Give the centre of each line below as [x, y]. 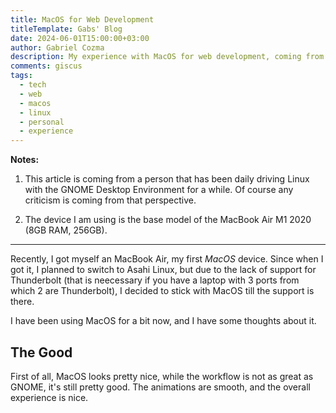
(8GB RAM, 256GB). [66, 230]
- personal [42, 122]
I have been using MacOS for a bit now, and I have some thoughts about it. [163, 321]
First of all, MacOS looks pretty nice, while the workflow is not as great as [162, 376]
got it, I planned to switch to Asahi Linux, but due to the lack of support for [163, 270]
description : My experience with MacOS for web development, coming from [167, 57]
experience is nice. [49, 397]
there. [22, 302]
